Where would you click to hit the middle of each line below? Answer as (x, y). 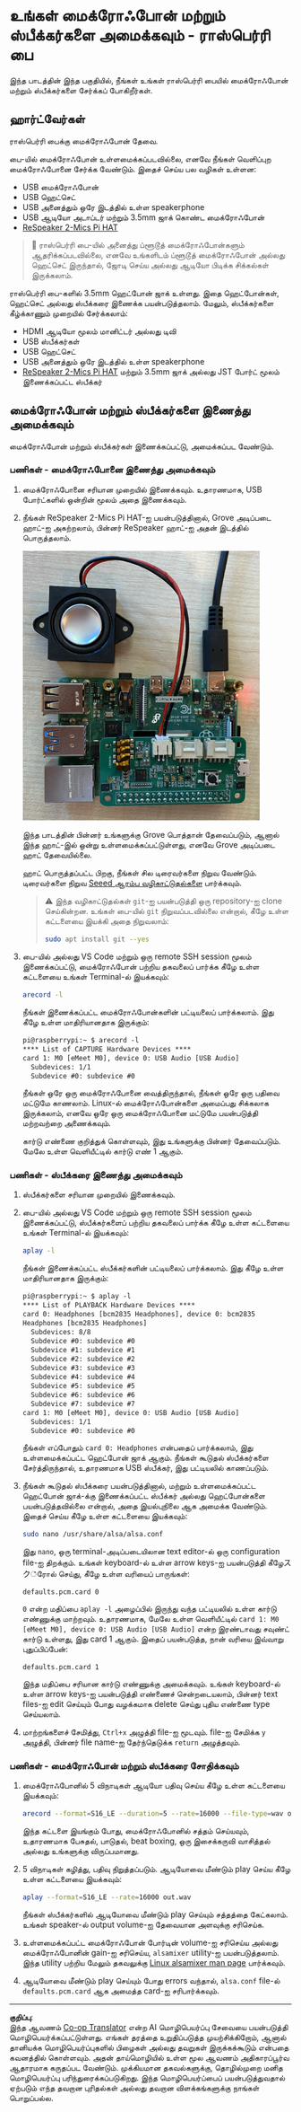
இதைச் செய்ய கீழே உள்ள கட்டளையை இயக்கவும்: (105, 1516)
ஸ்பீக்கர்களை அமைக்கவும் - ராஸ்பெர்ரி (140, 35)
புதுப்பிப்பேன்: (45, 1649)
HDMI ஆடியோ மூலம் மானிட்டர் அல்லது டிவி (99, 331)
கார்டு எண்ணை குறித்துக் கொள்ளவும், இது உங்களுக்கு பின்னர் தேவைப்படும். (151, 1140)
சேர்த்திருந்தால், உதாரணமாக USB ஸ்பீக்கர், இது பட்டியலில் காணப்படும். (145, 1467)
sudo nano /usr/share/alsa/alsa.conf (93, 1534)
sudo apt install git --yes (97, 939)
